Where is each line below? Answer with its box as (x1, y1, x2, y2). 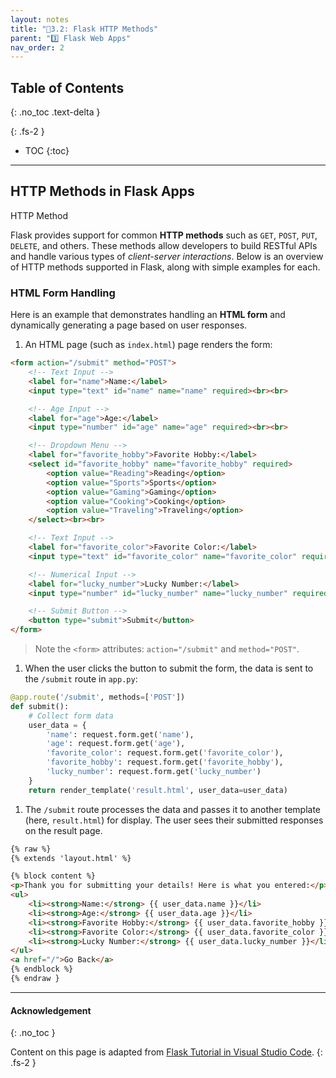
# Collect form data (28, 711, 114, 721)
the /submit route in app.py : (24, 673, 138, 685)
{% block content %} (10, 871, 97, 881)
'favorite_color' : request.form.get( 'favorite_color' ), (46, 748, 284, 758)
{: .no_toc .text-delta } (10, 106, 101, 118)
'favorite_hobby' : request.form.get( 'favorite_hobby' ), (46, 757, 284, 768)
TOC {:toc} (24, 145, 70, 157)
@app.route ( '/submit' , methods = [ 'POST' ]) (10, 692, 186, 703)
